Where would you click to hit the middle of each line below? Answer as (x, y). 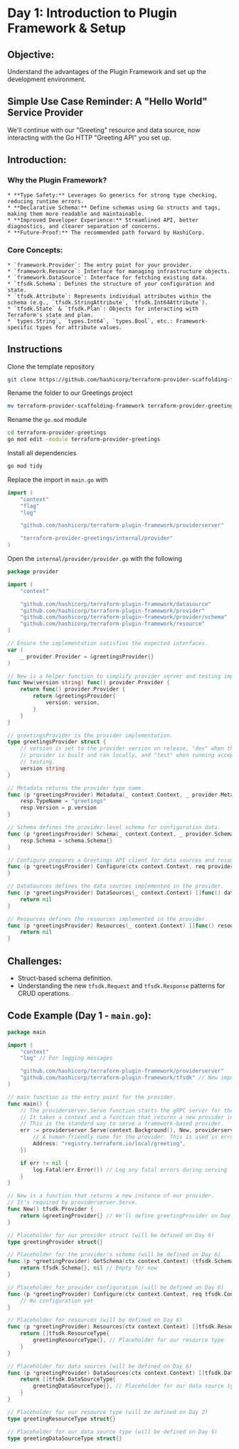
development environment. (47, 79)
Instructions (35, 350)
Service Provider (45, 113)
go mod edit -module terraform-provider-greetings (84, 440)
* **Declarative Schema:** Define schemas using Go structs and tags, (114, 207)
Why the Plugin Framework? (57, 180)
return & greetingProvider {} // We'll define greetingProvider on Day (126, 1216)
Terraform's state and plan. (51, 315)
